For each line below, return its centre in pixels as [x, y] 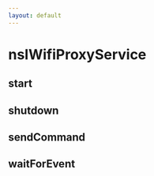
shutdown [34, 110]
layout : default [35, 15]
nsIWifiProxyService [77, 54]
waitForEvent [42, 164]
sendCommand [47, 137]
